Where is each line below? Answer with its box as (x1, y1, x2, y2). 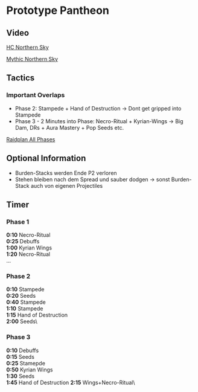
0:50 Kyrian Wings (6, 366, 53, 373)
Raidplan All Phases (6, 135, 56, 143)
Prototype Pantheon (6, 4, 110, 18)
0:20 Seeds (6, 292, 36, 300)
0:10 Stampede (6, 286, 45, 293)
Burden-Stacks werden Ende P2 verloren (14, 169, 117, 176)
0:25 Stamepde (6, 359, 45, 367)
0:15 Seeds (6, 353, 35, 360)
